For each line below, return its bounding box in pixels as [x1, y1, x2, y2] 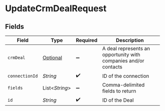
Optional [42, 54, 62, 61]
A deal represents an [102, 45, 150, 52]
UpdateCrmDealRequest [5, 3, 107, 14]
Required [76, 37, 98, 44]
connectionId [7, 73, 38, 79]
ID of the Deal [102, 96, 134, 103]
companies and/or [102, 57, 145, 64]
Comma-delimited [102, 82, 145, 88]
